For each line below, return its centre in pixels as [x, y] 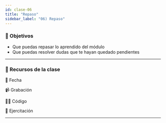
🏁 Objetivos [19, 36]
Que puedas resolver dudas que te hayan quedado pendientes [76, 52]
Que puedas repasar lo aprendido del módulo [58, 47]
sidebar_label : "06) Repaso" [35, 19]
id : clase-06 [19, 10]
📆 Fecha [14, 80]
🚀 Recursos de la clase [33, 69]
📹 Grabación [19, 90]
